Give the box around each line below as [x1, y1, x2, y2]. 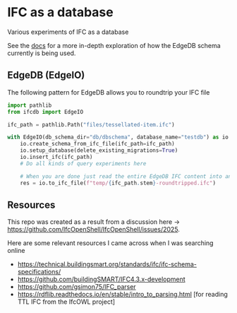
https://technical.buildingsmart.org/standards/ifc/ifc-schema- [17, 260, 197, 268]
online [7, 247, 25, 255]
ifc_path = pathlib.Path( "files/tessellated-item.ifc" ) [7, 121, 175, 128]
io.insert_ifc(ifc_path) [20, 153, 93, 160]
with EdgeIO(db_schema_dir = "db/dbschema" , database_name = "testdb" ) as [7, 134, 219, 141]
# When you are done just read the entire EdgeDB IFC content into [20, 172, 222, 180]
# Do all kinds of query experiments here [20, 160, 147, 167]
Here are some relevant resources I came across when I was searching [7, 239, 214, 247]
